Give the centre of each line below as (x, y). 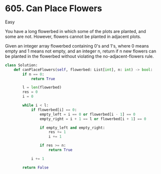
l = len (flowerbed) (42, 87)
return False (36, 167)
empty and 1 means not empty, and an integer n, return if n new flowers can (81, 51)
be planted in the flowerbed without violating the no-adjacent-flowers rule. (80, 56)
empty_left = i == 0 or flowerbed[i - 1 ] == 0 (88, 114)
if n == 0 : (33, 74)
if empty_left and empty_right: (72, 128)
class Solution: (21, 65)
